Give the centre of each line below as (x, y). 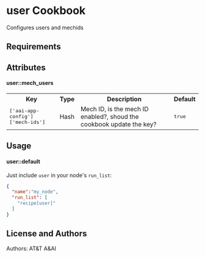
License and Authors (47, 233)
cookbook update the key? (118, 124)
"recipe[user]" (37, 203)
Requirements (34, 47)
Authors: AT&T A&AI (31, 248)
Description (124, 99)
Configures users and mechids (45, 27)
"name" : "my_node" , (35, 192)
